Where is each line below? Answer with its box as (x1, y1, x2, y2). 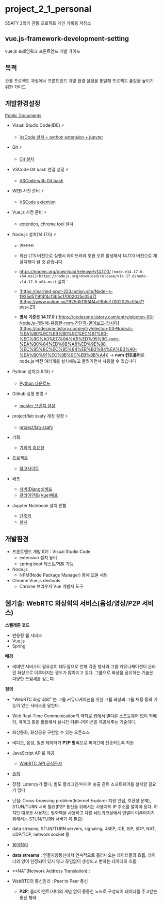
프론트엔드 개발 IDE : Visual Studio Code (12, 549, 91, 554)
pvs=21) (19, 304, 35, 310)
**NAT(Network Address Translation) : (12, 868, 90, 874)
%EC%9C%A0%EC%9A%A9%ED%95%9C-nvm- (19, 336, 120, 342)
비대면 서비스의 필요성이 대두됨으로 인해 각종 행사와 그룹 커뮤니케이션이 (12, 664, 147, 669)
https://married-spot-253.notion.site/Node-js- (21, 289, 113, 295)
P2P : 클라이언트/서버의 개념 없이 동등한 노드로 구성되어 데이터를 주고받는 (19, 888, 158, 894)
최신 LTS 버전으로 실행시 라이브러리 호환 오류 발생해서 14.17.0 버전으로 (19, 253, 152, 259)
